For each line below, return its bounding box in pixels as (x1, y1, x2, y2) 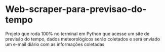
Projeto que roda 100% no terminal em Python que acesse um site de (5, 30, 150, 36)
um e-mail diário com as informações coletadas (5, 41, 105, 47)
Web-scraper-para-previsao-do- (5, 3, 147, 15)
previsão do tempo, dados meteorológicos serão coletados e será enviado (5, 36, 160, 42)
